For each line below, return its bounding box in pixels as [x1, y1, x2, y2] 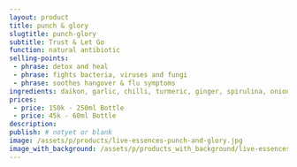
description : [9, 120, 57, 129]
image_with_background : [9, 144, 97, 153]
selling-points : [9, 54, 69, 63]
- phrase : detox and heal [12, 63, 109, 72]
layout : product [9, 12, 69, 22]
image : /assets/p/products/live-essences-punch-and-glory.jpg [9, 136, 243, 145]
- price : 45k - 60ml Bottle [12, 111, 117, 120]
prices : [9, 95, 38, 104]
